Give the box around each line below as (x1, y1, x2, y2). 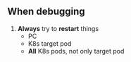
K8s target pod (27, 39, 72, 48)
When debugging (7, 6, 86, 18)
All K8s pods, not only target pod (27, 46, 125, 55)
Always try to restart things (17, 24, 99, 32)
